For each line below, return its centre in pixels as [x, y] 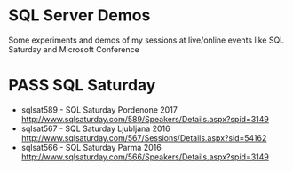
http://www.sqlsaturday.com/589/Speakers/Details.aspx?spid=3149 [145, 119]
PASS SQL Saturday [82, 85]
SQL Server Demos [79, 16]
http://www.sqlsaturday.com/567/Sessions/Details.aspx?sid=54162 [144, 137]
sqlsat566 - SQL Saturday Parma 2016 [91, 147]
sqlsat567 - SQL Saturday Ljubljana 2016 [95, 128]
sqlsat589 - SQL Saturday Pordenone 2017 [99, 109]
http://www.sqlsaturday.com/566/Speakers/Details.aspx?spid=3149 [145, 157]
